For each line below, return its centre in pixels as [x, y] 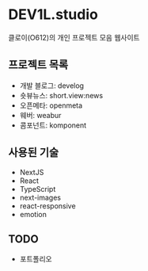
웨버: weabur [40, 115]
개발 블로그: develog [52, 86]
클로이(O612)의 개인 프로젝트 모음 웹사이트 [74, 37]
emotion [33, 214]
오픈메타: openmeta [51, 105]
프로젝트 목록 [38, 65]
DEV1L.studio [53, 15]
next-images [40, 197]
